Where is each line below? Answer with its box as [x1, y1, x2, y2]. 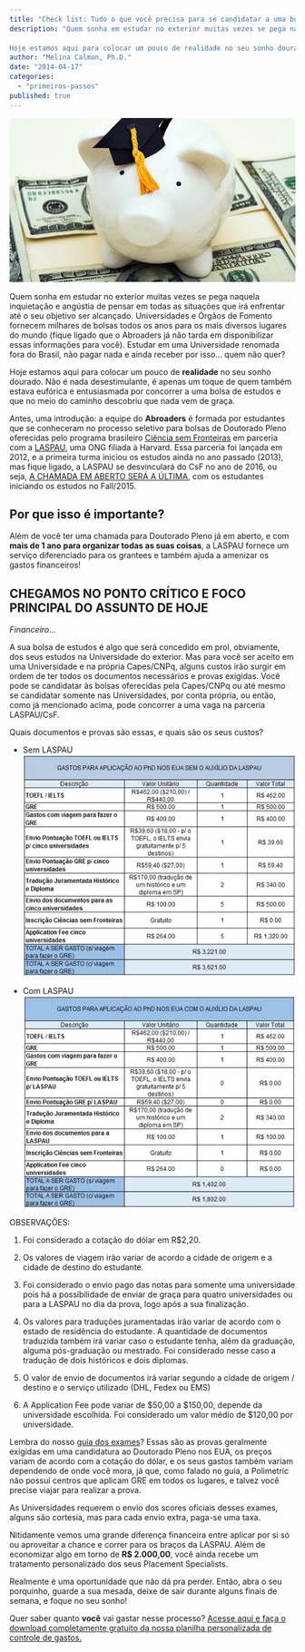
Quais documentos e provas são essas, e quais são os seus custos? [9, 727, 264, 738]
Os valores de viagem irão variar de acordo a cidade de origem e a [22, 1253, 272, 1264]
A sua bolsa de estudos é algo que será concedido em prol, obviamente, [9, 642, 280, 653]
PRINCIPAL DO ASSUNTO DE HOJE [9, 600, 209, 615]
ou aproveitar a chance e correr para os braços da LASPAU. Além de [9, 1539, 266, 1550]
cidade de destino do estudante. [22, 1262, 144, 1273]
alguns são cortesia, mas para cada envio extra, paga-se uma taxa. [9, 1512, 261, 1523]
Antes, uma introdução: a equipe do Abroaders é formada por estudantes [9, 413, 286, 424]
